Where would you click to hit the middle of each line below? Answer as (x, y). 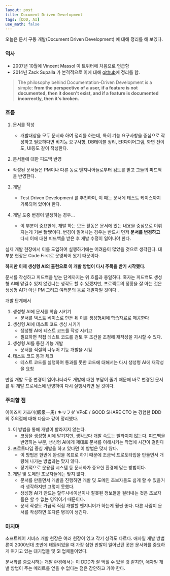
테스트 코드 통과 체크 (33, 356)
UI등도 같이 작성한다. (48, 148)
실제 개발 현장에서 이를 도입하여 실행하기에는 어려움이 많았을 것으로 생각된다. (81, 249)
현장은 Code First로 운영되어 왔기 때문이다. (57, 255)
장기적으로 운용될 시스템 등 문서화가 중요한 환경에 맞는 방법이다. (83, 468)
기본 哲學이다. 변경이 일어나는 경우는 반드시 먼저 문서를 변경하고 (97, 232)
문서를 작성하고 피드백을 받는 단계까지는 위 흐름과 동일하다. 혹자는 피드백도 (79, 277)
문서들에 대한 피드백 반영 (37, 159)
